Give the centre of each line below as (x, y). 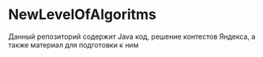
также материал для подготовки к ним (73, 44)
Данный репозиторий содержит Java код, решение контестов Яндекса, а (132, 36)
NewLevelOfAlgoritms (82, 15)
